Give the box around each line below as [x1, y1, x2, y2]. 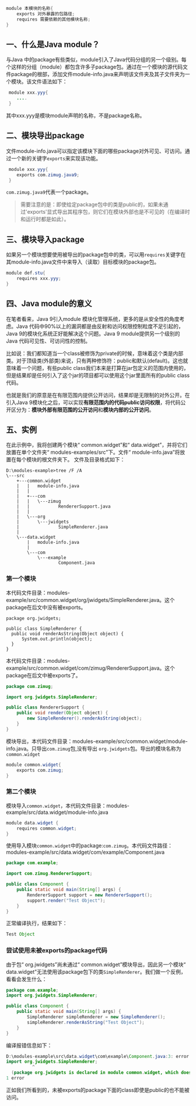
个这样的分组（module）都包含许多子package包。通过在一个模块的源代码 [6, 63, 183, 70]
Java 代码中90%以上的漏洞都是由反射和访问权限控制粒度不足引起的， [16, 323, 184, 330]
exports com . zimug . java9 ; [16, 172, 80, 178]
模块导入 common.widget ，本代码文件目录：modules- [6, 802, 129, 809]
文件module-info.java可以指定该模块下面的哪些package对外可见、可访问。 [6, 147, 185, 155]
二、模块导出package [6, 131, 85, 141]
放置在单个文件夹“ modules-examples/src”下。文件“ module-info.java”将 [6, 448, 180, 456]
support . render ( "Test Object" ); [27, 898, 106, 903]
